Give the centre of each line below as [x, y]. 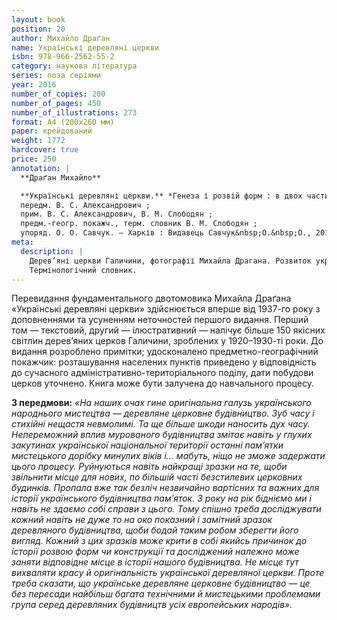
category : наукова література [74, 66]
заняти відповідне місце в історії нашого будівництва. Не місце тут [155, 562]
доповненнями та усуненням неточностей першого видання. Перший [160, 320]
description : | [52, 251]
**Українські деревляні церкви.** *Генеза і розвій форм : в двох [161, 196]
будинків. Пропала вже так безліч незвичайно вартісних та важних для [165, 488]
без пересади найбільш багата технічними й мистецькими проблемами [166, 594]
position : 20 [38, 29]
